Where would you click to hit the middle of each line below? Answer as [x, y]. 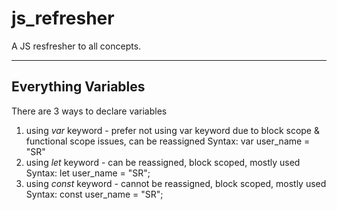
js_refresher [63, 18]
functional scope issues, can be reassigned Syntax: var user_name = [168, 141]
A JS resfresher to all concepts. [76, 46]
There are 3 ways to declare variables [89, 111]
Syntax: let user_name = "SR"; [88, 173]
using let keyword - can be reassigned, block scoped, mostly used [163, 162]
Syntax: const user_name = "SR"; [94, 194]
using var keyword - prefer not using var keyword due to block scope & [172, 130]
